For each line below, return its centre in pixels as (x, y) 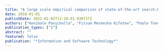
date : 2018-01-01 (23, 14)
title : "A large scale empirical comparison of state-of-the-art (72, 9)
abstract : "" (18, 32)
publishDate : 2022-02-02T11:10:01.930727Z (49, 18)
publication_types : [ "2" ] (31, 28)
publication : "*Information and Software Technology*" (62, 41)
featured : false (21, 37)
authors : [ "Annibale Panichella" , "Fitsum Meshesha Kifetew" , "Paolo (77, 23)
